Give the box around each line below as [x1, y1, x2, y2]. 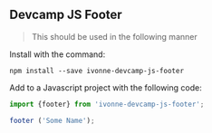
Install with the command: [9, 49, 106, 60]
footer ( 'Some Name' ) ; [9, 116, 95, 125]
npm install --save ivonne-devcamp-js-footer [9, 66, 184, 75]
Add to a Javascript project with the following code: [9, 81, 202, 93]
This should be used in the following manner [31, 31, 198, 42]
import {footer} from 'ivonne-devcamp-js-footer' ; [9, 100, 205, 109]
